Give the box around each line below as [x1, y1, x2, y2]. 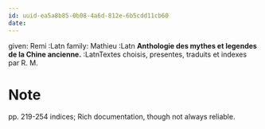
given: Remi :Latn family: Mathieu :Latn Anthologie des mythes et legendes [8, 41, 257, 50]
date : [8, 19, 26, 27]
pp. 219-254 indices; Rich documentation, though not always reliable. [8, 112, 236, 122]
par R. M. [8, 57, 38, 68]
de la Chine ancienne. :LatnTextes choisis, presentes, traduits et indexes [8, 49, 247, 59]
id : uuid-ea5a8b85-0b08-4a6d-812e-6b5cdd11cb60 [8, 11, 170, 20]
